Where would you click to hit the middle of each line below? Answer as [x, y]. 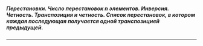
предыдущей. [25, 27]
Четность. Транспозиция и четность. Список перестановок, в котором [101, 14]
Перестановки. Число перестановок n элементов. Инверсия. [88, 8]
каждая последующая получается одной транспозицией [83, 21]
